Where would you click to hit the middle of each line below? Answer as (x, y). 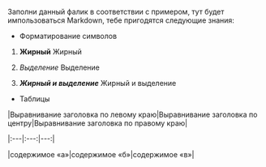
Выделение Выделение (60, 67)
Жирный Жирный (51, 51)
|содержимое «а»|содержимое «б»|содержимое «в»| (101, 154)
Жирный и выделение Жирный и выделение (98, 83)
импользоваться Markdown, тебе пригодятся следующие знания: (121, 20)
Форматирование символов (68, 36)
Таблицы (34, 99)
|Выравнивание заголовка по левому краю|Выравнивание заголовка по (133, 114)
